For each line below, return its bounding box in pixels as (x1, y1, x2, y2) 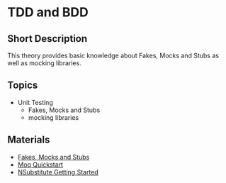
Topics (7, 79, 38, 91)
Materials (7, 134, 50, 146)
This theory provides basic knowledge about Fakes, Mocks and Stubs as (7, 51, 220, 60)
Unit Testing (17, 98, 53, 106)
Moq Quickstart (17, 160, 64, 169)
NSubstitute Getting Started (17, 167, 99, 176)
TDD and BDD (7, 4, 89, 21)
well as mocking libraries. (7, 59, 81, 67)
